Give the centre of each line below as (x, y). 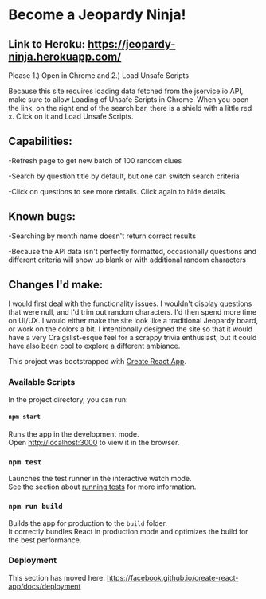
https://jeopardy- (131, 44)
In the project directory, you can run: (68, 399)
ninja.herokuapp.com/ (65, 56)
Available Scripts (42, 382)
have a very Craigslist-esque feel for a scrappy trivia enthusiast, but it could (133, 338)
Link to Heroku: (47, 44)
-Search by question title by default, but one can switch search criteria (124, 176)
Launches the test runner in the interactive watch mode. (100, 479)
